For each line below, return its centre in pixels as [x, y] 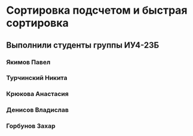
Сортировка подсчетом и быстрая [97, 10]
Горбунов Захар [31, 126]
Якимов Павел [28, 62]
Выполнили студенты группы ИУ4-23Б [83, 45]
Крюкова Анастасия [37, 94]
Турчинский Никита [37, 78]
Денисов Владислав [37, 110]
